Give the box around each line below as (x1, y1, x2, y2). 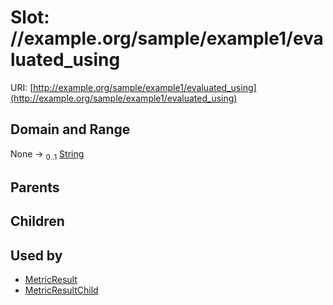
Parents (10, 179, 60, 196)
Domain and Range (10, 121, 131, 138)
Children (10, 213, 65, 230)
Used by (10, 247, 63, 264)
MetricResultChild (24, 284, 99, 296)
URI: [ (10, 81, 34, 93)
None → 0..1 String (10, 147, 85, 162)
